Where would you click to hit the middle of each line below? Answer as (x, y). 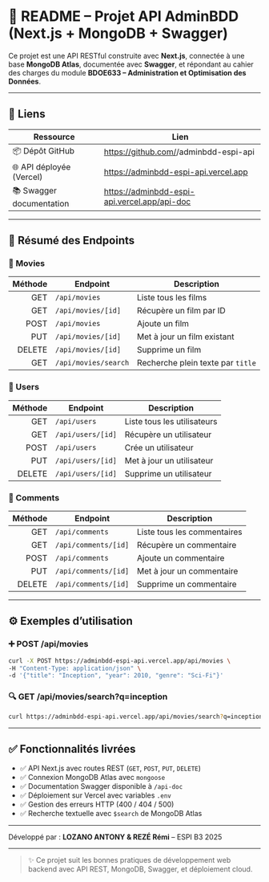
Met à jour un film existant (186, 337)
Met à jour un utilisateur (169, 460)
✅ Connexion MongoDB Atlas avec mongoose (92, 778)
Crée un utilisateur (159, 447)
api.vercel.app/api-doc (147, 202)
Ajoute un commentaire (181, 558)
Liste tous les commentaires (190, 532)
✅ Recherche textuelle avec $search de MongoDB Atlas (111, 814)
